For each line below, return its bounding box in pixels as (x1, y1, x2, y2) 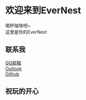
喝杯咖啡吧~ (5, 22, 31, 29)
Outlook (5, 65, 22, 71)
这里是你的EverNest (5, 29, 47, 35)
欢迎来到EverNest (5, 5, 81, 16)
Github (5, 71, 19, 77)
